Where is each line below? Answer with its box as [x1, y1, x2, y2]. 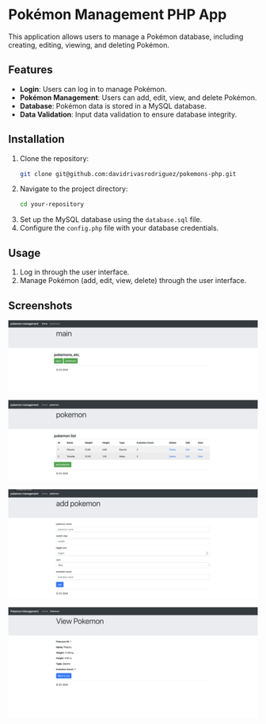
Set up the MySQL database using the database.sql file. [19, 215, 203, 224]
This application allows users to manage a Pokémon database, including [8, 32, 244, 41]
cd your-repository [19, 201, 85, 209]
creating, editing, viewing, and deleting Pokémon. [8, 40, 170, 49]
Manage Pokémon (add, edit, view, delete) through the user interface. [19, 276, 247, 285]
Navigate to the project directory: [19, 184, 128, 193]
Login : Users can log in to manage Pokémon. [19, 84, 167, 94]
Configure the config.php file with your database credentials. [19, 224, 219, 233]
